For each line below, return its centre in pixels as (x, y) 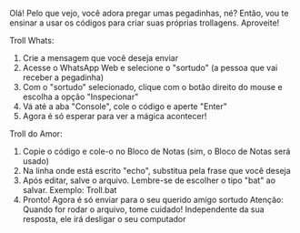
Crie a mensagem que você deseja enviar (100, 58)
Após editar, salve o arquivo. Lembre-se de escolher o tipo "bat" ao (149, 180)
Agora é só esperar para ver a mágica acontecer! (115, 116)
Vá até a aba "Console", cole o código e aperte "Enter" (125, 106)
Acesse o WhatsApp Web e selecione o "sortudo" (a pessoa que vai (150, 68)
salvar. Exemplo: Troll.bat (70, 190)
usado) (36, 161)
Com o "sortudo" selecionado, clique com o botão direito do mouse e (153, 87)
